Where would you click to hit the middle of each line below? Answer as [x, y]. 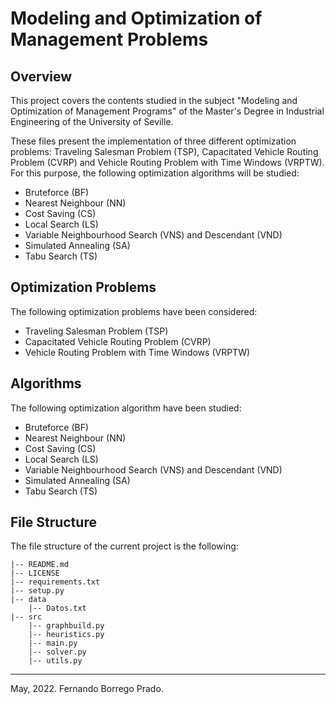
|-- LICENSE [35, 573]
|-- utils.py [55, 661]
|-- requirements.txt [55, 582]
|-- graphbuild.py [66, 626]
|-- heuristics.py [66, 635]
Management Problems [109, 39]
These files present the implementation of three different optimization [153, 141]
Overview [41, 76]
